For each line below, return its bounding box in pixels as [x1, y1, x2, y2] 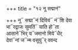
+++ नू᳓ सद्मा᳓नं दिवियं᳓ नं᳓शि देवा [6, 17, 72, 24]
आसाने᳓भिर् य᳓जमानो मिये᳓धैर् [6, 30, 63, 37]
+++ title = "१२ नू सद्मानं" [6, 5, 61, 12]
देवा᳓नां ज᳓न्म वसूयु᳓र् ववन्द [6, 36, 57, 44]
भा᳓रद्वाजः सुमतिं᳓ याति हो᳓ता [6, 24, 59, 30]
